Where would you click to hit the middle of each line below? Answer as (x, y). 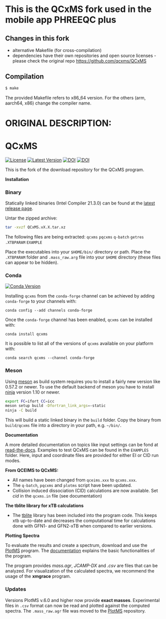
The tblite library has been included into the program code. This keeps (84, 515)
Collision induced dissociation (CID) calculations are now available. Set (85, 490)
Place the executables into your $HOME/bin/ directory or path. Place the (78, 251)
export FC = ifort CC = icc (30, 401)
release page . (19, 208)
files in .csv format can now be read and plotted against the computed (78, 605)
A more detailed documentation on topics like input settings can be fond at (82, 445)
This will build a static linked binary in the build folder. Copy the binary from (83, 420)
